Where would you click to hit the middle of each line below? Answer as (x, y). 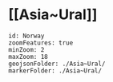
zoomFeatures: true (41, 43)
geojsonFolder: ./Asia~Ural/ (57, 64)
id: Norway (26, 36)
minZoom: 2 (26, 49)
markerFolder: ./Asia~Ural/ (55, 70)
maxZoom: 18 (28, 57)
